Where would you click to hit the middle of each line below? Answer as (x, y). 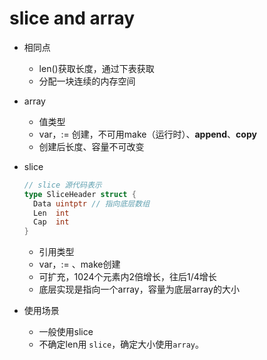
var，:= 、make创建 (79, 264)
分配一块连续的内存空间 (87, 81)
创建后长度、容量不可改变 (91, 146)
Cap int (51, 222)
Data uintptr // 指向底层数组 (92, 203)
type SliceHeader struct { (80, 194)
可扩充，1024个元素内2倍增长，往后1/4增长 (127, 277)
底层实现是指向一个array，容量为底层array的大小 (139, 289)
